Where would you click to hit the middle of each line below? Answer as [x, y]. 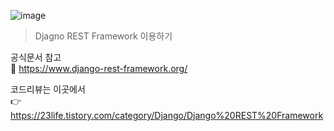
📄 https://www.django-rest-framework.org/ [99, 68]
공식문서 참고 [36, 57]
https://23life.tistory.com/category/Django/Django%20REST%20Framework [167, 115]
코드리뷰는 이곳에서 [48, 89]
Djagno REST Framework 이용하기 [103, 36]
